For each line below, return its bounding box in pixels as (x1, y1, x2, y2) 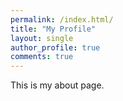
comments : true (10, 52, 74, 62)
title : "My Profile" (10, 24, 97, 34)
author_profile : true (10, 42, 101, 53)
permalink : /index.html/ (10, 14, 114, 25)
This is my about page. (10, 79, 105, 91)
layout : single (10, 33, 74, 43)
